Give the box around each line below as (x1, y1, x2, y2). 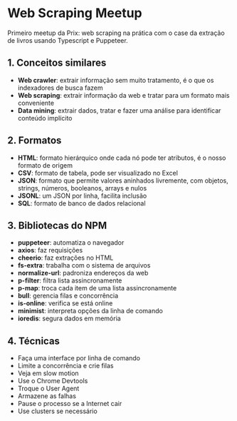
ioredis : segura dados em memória (17, 314, 121, 323)
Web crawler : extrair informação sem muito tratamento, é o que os (17, 76, 214, 84)
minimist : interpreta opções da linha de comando (17, 307, 164, 315)
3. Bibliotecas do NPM (7, 219, 107, 231)
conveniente (17, 98, 55, 107)
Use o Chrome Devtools (17, 377, 88, 385)
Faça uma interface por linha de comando (17, 354, 141, 362)
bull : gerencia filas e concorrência (17, 291, 119, 300)
